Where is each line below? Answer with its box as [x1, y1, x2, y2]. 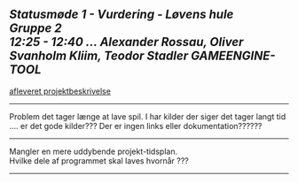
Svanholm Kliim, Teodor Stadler [9, 49, 189, 64]
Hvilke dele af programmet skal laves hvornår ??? [9, 155, 189, 166]
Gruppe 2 [9, 21, 62, 36]
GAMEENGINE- [190, 49, 276, 64]
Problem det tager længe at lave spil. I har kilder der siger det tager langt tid [9, 111, 286, 122]
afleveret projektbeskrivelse [9, 86, 111, 96]
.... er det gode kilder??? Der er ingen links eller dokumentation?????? [9, 120, 263, 131]
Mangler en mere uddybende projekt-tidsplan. [9, 146, 178, 156]
